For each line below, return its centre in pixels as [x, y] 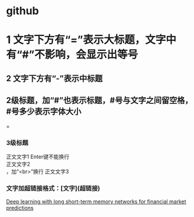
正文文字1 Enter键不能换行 [38, 157]
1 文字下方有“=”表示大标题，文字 [86, 40]
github [23, 11]
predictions [20, 208]
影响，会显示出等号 [91, 55]
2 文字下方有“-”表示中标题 [54, 78]
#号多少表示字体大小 [44, 112]
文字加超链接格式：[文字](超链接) [53, 188]
